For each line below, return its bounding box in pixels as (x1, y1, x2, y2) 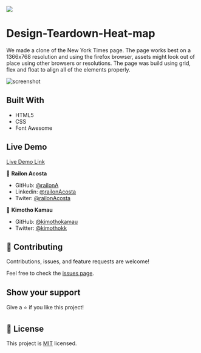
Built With (6, 95, 44, 106)
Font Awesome (15, 124, 53, 132)
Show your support (6, 287, 81, 297)
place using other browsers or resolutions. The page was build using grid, (6, 59, 191, 67)
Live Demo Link (6, 158, 46, 165)
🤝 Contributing (6, 241, 63, 252)
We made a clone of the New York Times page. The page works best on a (6, 46, 191, 54)
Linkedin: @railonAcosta (15, 188, 77, 195)
